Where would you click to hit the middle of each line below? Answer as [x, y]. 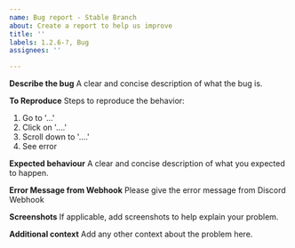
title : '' [28, 34]
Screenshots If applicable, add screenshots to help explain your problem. [144, 217]
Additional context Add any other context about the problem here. [131, 234]
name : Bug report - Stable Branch [73, 17]
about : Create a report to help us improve [91, 26]
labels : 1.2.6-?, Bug [49, 42]
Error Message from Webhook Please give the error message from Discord [147, 190]
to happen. [29, 173]
